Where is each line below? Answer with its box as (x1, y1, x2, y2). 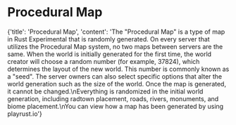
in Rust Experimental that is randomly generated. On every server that (7, 34, 210, 43)
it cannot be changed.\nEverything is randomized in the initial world (7, 87, 204, 96)
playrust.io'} (7, 110, 42, 118)
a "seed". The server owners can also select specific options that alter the (7, 72, 223, 81)
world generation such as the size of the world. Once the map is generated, (7, 79, 227, 88)
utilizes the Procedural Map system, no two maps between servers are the (7, 42, 223, 51)
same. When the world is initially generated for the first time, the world (7, 50, 212, 58)
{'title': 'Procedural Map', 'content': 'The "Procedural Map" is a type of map (7, 27, 225, 36)
